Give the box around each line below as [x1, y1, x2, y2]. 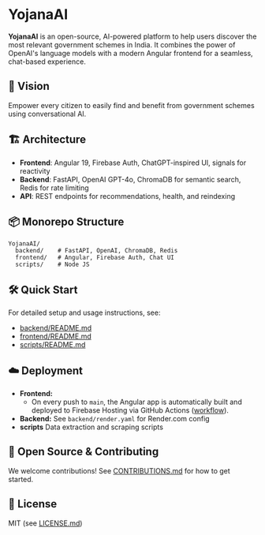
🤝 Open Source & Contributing [8, 445, 159, 458]
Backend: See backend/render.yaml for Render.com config [19, 414, 211, 423]
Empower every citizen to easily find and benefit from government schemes [8, 100, 255, 110]
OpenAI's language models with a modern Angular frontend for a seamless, [8, 48, 254, 58]
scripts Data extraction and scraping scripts [19, 422, 164, 432]
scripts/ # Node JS [15, 260, 90, 269]
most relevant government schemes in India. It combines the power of [8, 39, 236, 49]
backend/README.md [19, 324, 92, 333]
